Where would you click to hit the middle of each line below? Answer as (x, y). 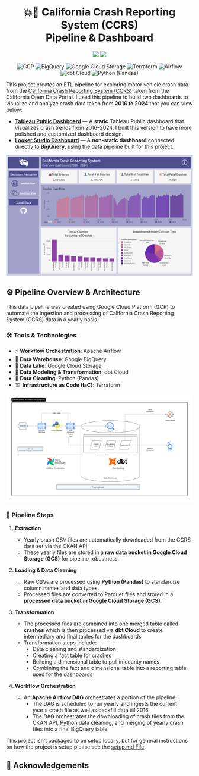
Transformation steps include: (60, 643)
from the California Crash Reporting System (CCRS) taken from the (88, 90)
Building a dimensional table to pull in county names (96, 661)
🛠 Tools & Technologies (41, 335)
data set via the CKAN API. (56, 546)
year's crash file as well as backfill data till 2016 (91, 710)
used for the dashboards (62, 674)
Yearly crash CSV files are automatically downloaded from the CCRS (107, 539)
